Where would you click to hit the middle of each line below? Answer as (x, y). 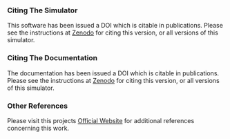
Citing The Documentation (52, 58)
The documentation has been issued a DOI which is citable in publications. (113, 73)
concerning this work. (38, 128)
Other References (38, 106)
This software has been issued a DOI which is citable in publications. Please (115, 26)
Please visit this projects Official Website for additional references (101, 120)
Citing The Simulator (42, 10)
